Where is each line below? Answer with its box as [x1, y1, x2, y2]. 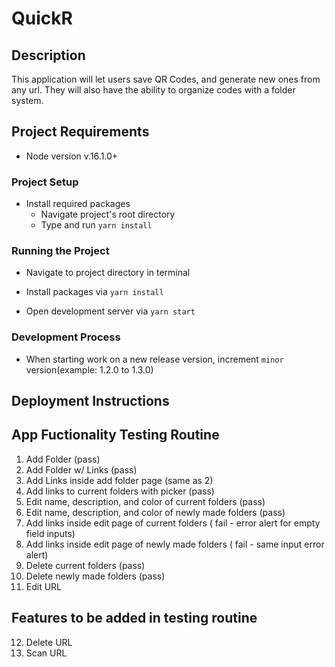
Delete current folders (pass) [25, 559, 146, 571]
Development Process [11, 330, 121, 344]
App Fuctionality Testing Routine [11, 427, 220, 444]
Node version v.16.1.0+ [25, 150, 119, 162]
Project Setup [11, 175, 79, 189]
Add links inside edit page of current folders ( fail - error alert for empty [25, 517, 321, 529]
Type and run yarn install [40, 219, 153, 231]
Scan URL [25, 647, 68, 659]
